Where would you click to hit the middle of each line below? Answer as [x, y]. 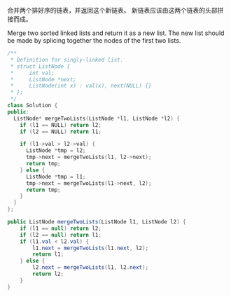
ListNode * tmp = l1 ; [56, 177]
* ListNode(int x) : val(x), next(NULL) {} [81, 86]
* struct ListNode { [40, 66]
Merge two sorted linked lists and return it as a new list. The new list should [116, 33]
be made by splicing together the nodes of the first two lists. [94, 40]
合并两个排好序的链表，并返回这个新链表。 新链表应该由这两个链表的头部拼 [115, 10]
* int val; [32, 73]
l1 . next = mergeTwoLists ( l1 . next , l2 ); [91, 248]
